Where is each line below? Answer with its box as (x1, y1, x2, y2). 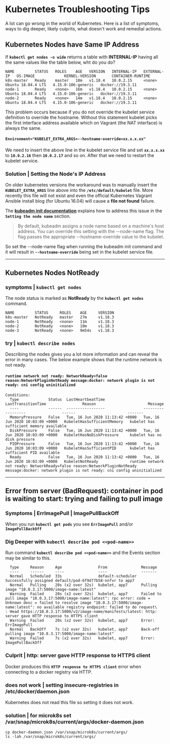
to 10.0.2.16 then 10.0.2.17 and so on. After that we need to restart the (5, 152, 154, 158)
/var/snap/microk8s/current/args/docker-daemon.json (5, 718, 144, 725)
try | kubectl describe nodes (5, 339, 75, 346)
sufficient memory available (5, 424, 67, 429)
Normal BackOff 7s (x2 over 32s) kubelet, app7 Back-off (10, 627, 159, 632)
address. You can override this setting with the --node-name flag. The (17, 228, 164, 234)
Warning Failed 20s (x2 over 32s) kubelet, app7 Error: (10, 618, 155, 623)
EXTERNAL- (143, 69, 164, 74)
